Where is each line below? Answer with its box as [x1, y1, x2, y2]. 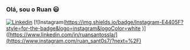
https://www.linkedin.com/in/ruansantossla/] [9, 31, 118, 38]
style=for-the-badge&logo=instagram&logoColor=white [6, 25, 141, 32]
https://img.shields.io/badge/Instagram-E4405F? [65, 19, 184, 26]
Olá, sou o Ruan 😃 [6, 5, 60, 14]
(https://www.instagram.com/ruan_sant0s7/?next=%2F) [6, 38, 142, 45]
